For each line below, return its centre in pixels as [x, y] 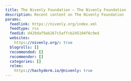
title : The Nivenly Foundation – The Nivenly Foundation [66, 10]
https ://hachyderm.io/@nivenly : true [53, 71]
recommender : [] [26, 57]
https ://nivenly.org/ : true [43, 43]
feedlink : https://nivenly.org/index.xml [53, 24]
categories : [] [25, 61]
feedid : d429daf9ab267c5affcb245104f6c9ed [54, 33]
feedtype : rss [24, 29]
